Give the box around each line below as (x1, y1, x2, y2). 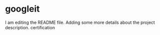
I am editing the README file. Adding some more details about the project (5, 19, 155, 25)
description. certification (5, 24, 55, 30)
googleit (5, 3, 40, 15)
